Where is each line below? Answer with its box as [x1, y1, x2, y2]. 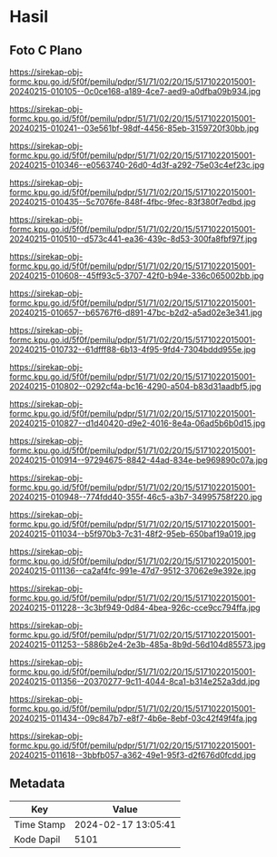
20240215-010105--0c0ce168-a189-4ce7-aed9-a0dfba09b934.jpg [9, 86, 262, 96]
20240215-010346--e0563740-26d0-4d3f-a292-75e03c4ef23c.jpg [9, 160, 265, 170]
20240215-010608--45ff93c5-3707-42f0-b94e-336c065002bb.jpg [9, 271, 264, 281]
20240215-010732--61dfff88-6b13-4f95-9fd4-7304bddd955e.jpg [9, 344, 256, 355]
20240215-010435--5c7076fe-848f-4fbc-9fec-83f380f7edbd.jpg [9, 197, 256, 207]
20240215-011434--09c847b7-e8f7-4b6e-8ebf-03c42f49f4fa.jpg [9, 713, 258, 724]
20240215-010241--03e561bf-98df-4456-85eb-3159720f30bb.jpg [9, 123, 260, 133]
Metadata [9, 776, 65, 792]
